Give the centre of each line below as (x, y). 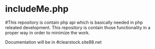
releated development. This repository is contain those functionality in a (78, 27)
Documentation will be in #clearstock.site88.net (53, 42)
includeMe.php (37, 9)
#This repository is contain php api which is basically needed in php (74, 22)
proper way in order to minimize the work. (47, 33)
